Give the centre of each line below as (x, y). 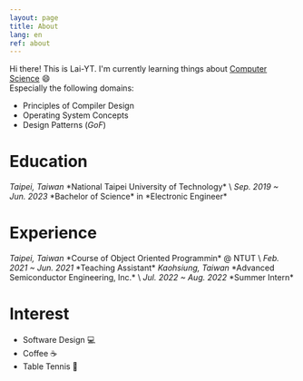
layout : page (34, 18)
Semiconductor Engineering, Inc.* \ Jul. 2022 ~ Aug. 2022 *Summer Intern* (151, 278)
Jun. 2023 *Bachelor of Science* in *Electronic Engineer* (118, 197)
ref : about (30, 43)
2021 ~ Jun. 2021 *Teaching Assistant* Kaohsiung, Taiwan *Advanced (142, 268)
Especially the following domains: (72, 88)
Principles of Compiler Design (78, 106)
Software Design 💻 (59, 340)
